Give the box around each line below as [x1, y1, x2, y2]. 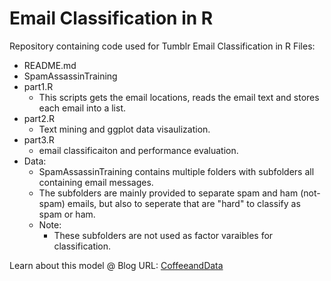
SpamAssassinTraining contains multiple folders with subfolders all [38, 165, 315, 177]
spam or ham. [38, 208, 96, 220]
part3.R [23, 133, 55, 146]
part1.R [23, 80, 54, 92]
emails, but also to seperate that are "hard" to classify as [67, 197, 301, 209]
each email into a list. [38, 102, 126, 114]
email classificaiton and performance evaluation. [38, 144, 239, 156]
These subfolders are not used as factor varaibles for [53, 229, 274, 241]
